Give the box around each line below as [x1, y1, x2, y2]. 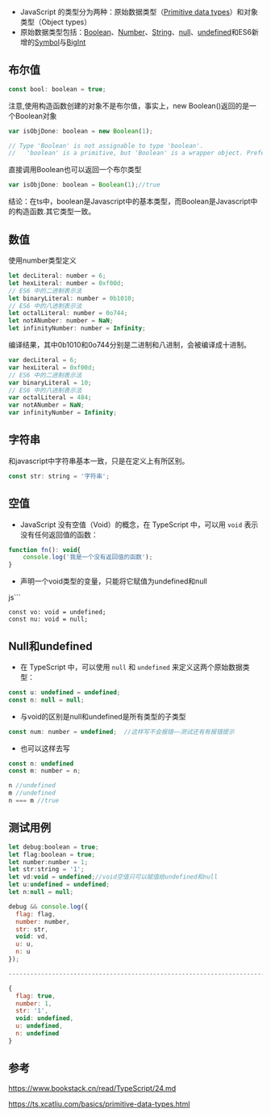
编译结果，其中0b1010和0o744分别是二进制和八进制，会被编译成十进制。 [8, 340, 252, 349]
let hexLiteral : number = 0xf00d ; [8, 279, 125, 287]
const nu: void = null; [8, 615, 89, 624]
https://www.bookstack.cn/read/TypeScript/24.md [8, 1083, 177, 1093]
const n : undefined [8, 759, 74, 768]
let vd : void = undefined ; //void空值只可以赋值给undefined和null [8, 873, 218, 881]
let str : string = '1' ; [8, 866, 85, 874]
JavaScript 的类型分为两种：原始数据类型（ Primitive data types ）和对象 [19, 7, 258, 16]
